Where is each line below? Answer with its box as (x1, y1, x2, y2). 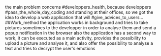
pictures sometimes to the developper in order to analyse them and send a (5, 25, 157, 31)
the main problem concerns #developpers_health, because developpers (5, 4, 151, 10)
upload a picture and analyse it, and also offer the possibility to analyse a (5, 40, 154, 46)
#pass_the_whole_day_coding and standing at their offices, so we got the (5, 9, 154, 15)
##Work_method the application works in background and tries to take (5, 19, 148, 25)
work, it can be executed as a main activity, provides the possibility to (5, 35, 146, 41)
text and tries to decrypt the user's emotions (5, 46, 96, 51)
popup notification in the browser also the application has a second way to (5, 30, 157, 36)
